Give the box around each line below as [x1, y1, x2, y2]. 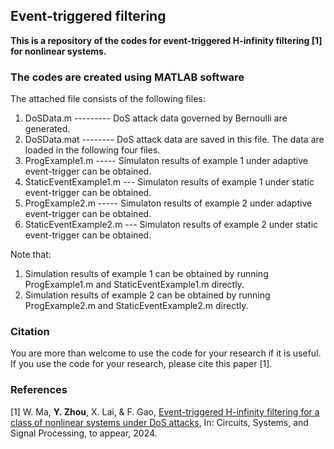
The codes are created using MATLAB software [10, 70, 245, 84]
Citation [10, 325, 50, 339]
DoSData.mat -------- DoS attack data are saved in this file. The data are [24, 134, 325, 146]
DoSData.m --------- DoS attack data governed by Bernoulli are [24, 112, 288, 124]
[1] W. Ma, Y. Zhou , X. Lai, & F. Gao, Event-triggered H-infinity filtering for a [10, 405, 320, 418]
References [10, 383, 68, 397]
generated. [24, 123, 71, 135]
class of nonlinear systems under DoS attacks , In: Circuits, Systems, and [10, 416, 309, 428]
